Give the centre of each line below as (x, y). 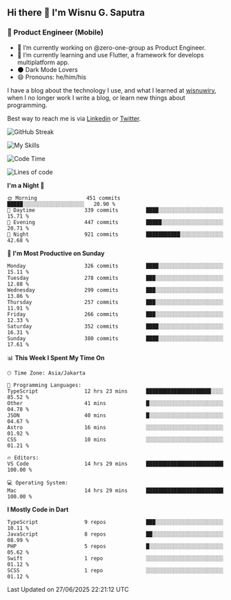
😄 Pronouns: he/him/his (51, 77)
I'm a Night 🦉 (26, 185)
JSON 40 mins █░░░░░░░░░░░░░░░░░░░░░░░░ (115, 415)
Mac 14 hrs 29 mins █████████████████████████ (115, 490)
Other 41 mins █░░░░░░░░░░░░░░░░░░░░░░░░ (115, 403)
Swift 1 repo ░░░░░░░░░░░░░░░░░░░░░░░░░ (115, 558)
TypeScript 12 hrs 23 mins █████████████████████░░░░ (115, 391)
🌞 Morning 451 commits (64, 198)
